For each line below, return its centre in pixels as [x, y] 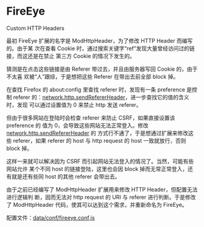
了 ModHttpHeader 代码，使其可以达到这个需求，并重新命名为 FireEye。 [97, 204]
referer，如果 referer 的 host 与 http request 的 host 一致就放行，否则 [100, 140]
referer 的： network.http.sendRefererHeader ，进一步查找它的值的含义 [101, 97]
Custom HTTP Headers [36, 28]
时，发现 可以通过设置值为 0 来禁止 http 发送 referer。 [74, 104]
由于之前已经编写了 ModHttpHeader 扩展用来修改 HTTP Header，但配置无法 [102, 189]
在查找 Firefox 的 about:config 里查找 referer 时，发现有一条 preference [96, 89]
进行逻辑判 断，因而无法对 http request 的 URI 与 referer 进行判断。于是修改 [101, 197]
